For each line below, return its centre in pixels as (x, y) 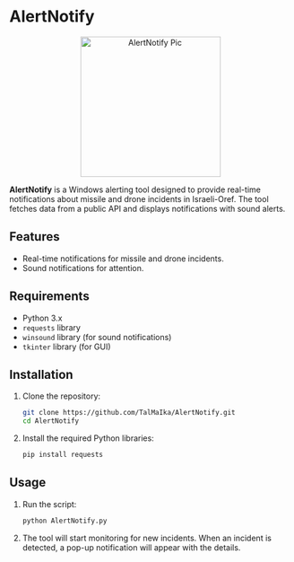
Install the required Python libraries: (88, 438)
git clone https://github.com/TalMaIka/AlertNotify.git (129, 413)
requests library (51, 327)
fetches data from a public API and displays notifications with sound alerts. (147, 208)
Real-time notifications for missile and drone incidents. (123, 259)
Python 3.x (42, 318)
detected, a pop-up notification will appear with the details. (131, 547)
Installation (41, 374)
